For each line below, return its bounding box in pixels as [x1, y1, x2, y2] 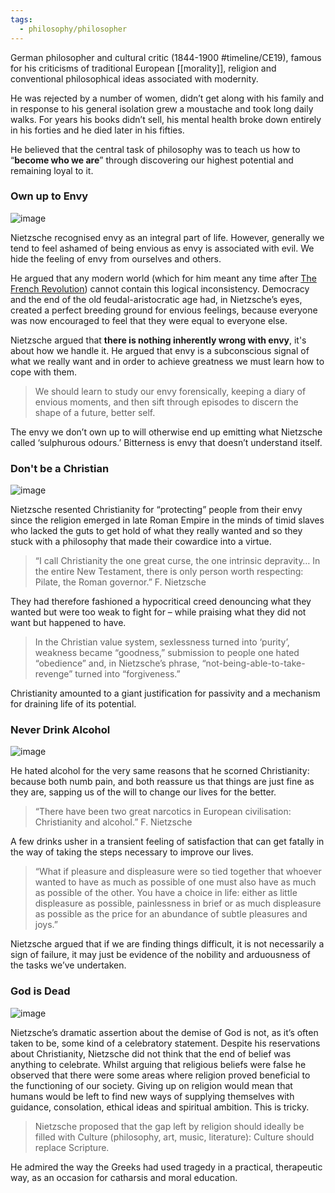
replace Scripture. [34, 1141, 110, 1153]
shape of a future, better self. [34, 406, 156, 418]
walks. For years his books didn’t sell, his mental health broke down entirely [10, 113, 322, 125]
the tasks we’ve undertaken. [10, 959, 127, 971]
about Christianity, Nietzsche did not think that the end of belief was [10, 1047, 292, 1060]
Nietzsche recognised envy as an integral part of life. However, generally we [10, 231, 325, 243]
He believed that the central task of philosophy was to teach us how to [10, 143, 301, 155]
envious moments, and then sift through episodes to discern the [34, 396, 299, 408]
